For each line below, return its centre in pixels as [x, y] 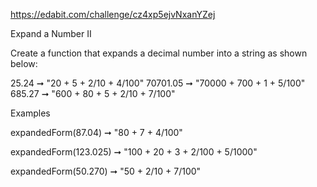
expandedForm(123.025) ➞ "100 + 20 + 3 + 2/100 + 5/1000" [134, 152]
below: [24, 63]
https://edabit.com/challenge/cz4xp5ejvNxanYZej [113, 14]
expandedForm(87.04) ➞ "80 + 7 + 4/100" [96, 132]
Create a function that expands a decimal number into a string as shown [159, 53]
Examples [30, 113]
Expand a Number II [51, 33]
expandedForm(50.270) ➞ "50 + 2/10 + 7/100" [106, 171]
